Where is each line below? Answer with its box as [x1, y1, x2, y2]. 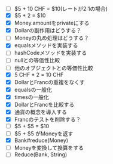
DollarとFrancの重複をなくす [14, 78, 85, 85]
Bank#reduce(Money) [14, 137, 69, 144]
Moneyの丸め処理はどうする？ [14, 35, 89, 42]
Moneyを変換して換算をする [14, 144, 84, 151]
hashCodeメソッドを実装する [14, 49, 87, 57]
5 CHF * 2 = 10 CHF [14, 71, 64, 78]
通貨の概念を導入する [14, 108, 67, 115]
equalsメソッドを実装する [14, 42, 78, 49]
